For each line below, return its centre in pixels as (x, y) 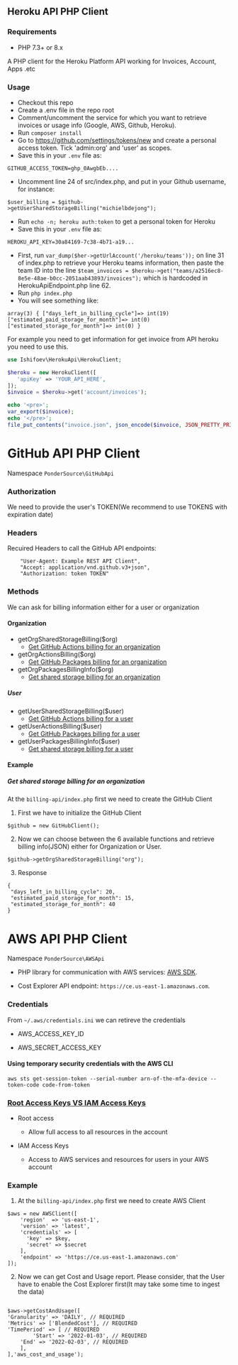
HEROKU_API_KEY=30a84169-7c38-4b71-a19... (71, 242)
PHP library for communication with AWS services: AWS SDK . (107, 972)
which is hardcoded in (175, 278)
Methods (23, 592)
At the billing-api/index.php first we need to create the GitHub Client (110, 799)
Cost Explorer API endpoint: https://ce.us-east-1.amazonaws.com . (114, 986)
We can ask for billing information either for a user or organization (103, 607)
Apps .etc (21, 69)
